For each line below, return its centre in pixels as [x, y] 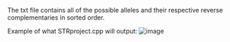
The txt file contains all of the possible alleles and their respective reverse [115, 10]
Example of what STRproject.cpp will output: [72, 31]
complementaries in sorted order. [56, 17]
